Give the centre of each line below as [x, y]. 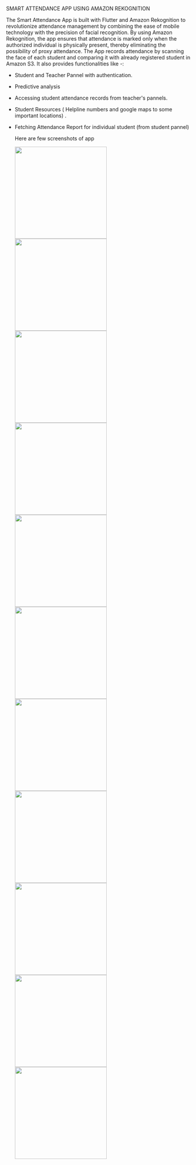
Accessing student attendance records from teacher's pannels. [91, 98]
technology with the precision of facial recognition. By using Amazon [89, 32]
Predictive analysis [37, 87]
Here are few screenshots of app [54, 138]
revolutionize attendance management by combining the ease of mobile [93, 26]
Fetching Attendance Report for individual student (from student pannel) [102, 127]
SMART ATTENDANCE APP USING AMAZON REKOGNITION [78, 9]
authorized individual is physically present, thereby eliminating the [86, 45]
